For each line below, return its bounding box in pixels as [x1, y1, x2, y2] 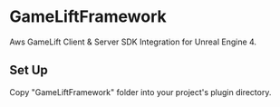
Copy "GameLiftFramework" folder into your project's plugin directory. [9, 86, 272, 97]
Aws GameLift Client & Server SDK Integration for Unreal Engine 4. [9, 36, 256, 47]
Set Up [9, 63, 48, 78]
